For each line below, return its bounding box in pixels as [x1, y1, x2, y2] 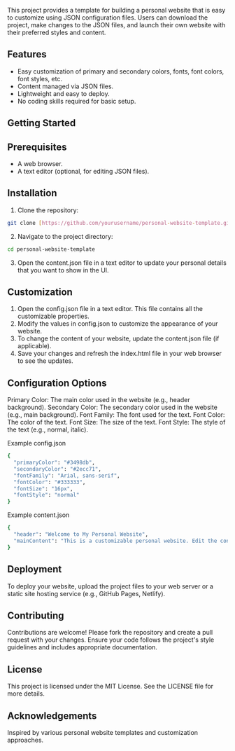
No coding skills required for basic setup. [17, 97, 136, 105]
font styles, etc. [17, 74, 63, 83]
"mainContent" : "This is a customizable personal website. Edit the [13, 537, 218, 544]
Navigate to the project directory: [17, 232, 113, 240]
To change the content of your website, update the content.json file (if [17, 334, 220, 343]
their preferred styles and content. [7, 28, 106, 36]
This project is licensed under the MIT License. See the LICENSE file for [7, 682, 214, 691]
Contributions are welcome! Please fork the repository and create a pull [7, 628, 213, 637]
